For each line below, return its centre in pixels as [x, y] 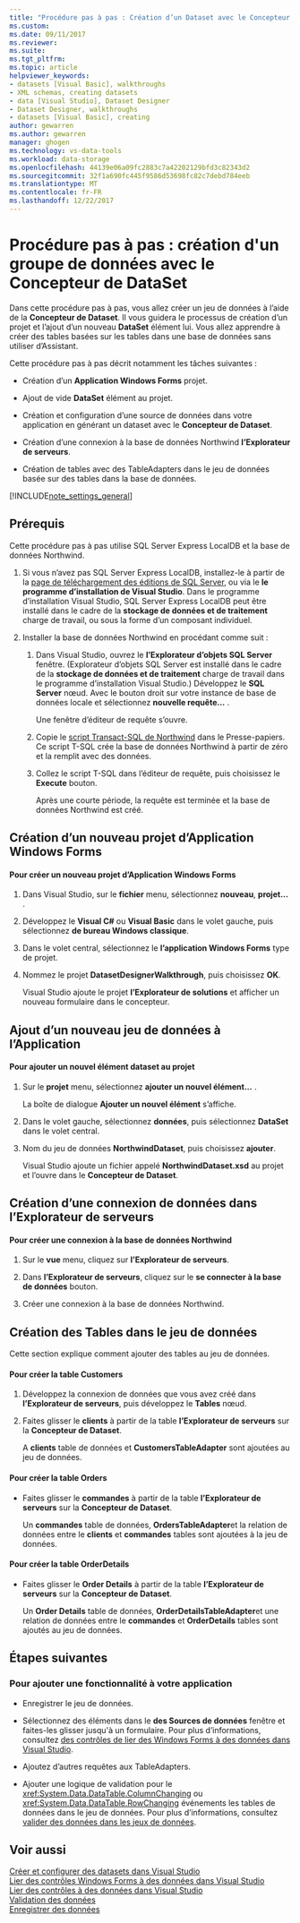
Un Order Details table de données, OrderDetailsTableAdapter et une [150, 1611]
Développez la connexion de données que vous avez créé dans [139, 1394]
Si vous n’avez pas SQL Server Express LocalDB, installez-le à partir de [153, 572]
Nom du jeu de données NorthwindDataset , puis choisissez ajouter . [149, 1148]
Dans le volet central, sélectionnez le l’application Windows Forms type [155, 948]
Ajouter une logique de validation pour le [97, 1783]
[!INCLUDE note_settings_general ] [71, 496]
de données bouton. [60, 1286]
